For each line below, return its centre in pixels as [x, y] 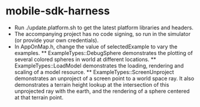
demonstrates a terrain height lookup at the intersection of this [92, 84]
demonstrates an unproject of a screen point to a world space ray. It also [104, 78]
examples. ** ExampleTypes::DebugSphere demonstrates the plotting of [104, 53]
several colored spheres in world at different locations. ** [85, 59]
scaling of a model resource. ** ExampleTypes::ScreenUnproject [94, 72]
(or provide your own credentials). [56, 40]
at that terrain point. [39, 97]
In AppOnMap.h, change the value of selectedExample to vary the [96, 47]
